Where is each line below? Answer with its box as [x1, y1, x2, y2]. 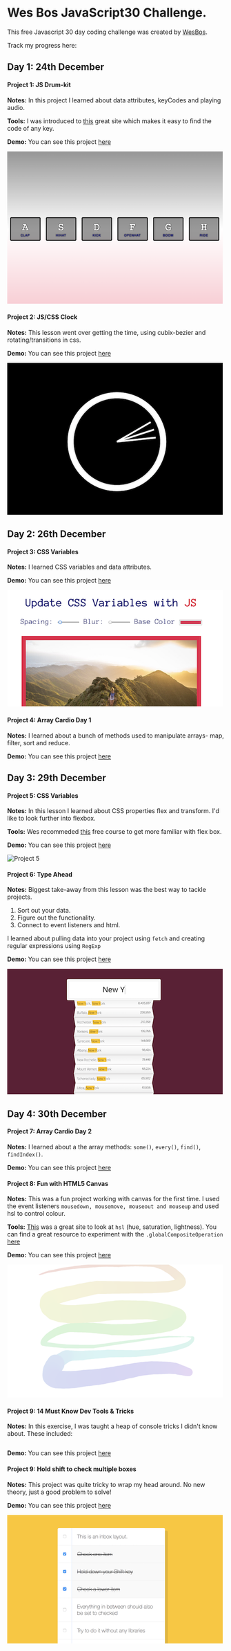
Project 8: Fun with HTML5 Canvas [7, 1179, 109, 1187]
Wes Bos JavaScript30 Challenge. [7, 5, 207, 21]
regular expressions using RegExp [7, 942, 101, 950]
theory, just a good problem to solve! [7, 1488, 112, 1496]
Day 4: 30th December [7, 1108, 107, 1120]
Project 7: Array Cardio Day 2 [7, 1127, 92, 1135]
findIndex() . [7, 1150, 43, 1158]
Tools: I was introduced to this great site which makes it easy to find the [7, 116, 212, 125]
